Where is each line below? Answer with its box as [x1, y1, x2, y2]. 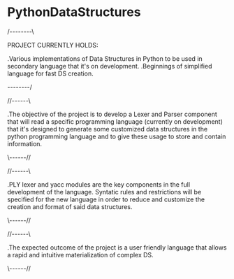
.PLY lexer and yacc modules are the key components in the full [7, 180, 191, 189]
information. [7, 139, 43, 148]
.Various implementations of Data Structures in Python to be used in [7, 54, 203, 63]
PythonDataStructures [7, 4, 141, 20]
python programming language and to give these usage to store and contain [7, 132, 226, 141]
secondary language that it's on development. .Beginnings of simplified [7, 62, 212, 70]
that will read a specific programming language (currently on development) [7, 117, 224, 126]
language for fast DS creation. [7, 69, 94, 78]
